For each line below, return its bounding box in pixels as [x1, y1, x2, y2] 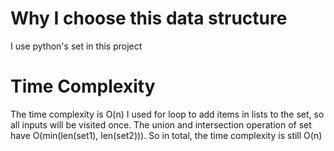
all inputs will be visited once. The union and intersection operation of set [10, 118, 312, 131]
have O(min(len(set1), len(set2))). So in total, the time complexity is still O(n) [10, 129, 323, 141]
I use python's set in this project [10, 40, 143, 52]
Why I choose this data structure [10, 7, 288, 30]
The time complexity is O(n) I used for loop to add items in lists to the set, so [10, 108, 325, 120]
